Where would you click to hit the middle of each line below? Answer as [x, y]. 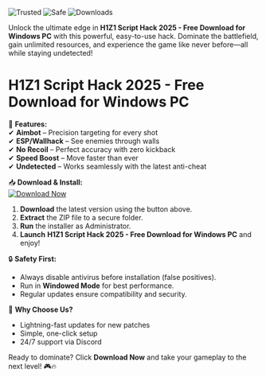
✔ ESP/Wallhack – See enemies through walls [84, 141]
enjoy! [30, 243]
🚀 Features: [28, 124]
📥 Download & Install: [45, 182]
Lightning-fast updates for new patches [85, 325]
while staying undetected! [51, 53]
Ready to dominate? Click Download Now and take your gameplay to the [127, 357]
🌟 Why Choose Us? [41, 309]
